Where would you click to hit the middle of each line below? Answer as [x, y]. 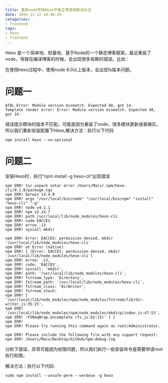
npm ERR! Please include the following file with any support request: [81, 335]
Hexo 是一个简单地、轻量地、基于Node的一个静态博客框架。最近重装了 [78, 53]
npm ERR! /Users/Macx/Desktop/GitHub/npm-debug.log [60, 339]
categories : [18, 19]
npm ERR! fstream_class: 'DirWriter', [46, 286]
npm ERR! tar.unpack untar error [40, 185]
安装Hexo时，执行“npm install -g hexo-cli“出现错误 [58, 176]
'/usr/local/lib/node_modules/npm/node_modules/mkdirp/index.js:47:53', [83, 313]
